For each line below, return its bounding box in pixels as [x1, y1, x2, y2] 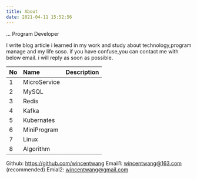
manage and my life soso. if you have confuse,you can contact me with [6, 48, 179, 55]
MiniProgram [23, 126, 59, 134]
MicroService [23, 77, 61, 86]
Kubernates [23, 116, 55, 124]
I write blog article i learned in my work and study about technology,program [6, 42, 192, 49]
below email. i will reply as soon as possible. [6, 54, 113, 61]
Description [65, 68, 99, 76]
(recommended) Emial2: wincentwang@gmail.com [6, 166, 129, 173]
